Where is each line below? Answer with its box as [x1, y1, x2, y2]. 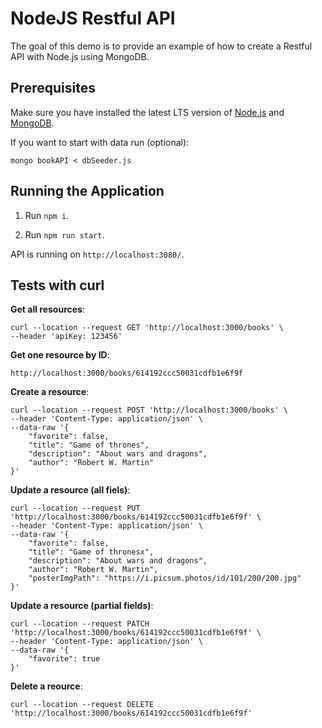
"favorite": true [28, 654, 101, 664]
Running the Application [10, 183, 165, 200]
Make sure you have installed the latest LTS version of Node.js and [10, 106, 285, 118]
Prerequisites [10, 80, 96, 97]
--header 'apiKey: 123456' [10, 332, 123, 342]
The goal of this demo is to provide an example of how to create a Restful [10, 40, 313, 52]
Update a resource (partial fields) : [10, 600, 154, 612]
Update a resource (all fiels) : [10, 484, 131, 496]
